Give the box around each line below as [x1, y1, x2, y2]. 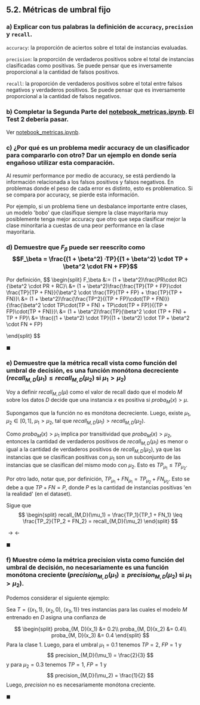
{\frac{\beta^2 [6, 301, 41, 308]
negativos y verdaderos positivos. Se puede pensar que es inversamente [6, 86, 186, 93]
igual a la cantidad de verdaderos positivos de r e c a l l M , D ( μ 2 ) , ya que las [6, 446, 181, 454]
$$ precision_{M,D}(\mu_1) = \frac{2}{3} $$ [47, 652, 154, 659]
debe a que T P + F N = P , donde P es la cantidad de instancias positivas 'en [6, 484, 192, 491]
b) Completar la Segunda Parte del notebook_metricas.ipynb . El [6, 107, 194, 116]
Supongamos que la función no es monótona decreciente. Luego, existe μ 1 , [6, 410, 191, 418]
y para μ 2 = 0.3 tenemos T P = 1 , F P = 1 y [6, 661, 107, 670]
